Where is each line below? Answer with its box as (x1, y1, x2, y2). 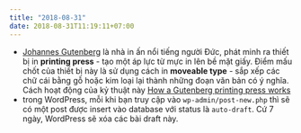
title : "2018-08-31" (9, 13, 87, 22)
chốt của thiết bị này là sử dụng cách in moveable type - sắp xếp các (22, 65, 280, 76)
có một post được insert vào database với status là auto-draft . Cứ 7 (22, 103, 274, 114)
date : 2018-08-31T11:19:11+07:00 (9, 22, 135, 31)
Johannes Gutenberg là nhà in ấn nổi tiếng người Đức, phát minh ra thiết (22, 46, 289, 57)
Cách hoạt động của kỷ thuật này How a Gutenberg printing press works (22, 84, 291, 95)
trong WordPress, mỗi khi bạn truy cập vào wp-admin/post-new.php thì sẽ (22, 93, 290, 104)
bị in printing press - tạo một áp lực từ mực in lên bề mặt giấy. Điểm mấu (22, 56, 293, 66)
